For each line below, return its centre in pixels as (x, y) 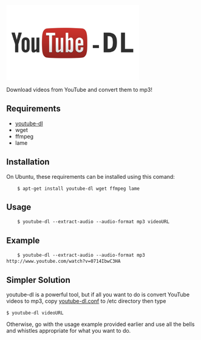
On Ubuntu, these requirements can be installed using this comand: (90, 176)
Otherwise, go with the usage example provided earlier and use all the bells (101, 324)
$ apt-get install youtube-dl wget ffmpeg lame (78, 189)
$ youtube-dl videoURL (35, 313)
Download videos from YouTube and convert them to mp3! (80, 89)
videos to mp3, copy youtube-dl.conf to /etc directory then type (86, 301)
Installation (28, 162)
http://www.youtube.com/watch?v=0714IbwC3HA (63, 262)
